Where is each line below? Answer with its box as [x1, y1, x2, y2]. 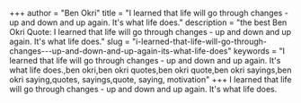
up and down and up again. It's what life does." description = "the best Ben [9, 17, 288, 28]
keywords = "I [233, 46, 286, 56]
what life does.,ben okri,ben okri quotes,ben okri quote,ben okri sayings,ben [9, 64, 292, 75]
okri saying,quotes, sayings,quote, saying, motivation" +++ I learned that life [9, 74, 292, 84]
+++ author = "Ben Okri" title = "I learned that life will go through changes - [9, 8, 289, 18]
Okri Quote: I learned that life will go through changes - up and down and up [9, 27, 292, 37]
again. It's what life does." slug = [9, 36, 130, 47]
